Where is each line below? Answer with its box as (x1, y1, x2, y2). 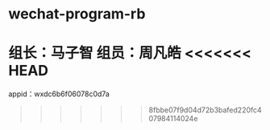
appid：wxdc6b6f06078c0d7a (8, 89, 110, 99)
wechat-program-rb (8, 5, 146, 23)
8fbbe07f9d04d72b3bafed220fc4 (148, 105, 262, 115)
